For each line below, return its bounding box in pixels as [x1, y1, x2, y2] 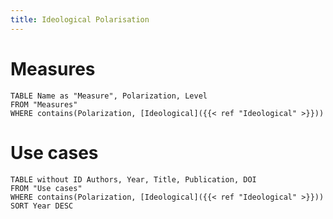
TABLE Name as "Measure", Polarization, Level [10, 91, 208, 101]
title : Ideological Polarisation [10, 14, 150, 25]
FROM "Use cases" [10, 183, 83, 193]
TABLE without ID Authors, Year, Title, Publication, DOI [10, 174, 257, 185]
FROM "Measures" [10, 99, 78, 110]
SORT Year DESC [10, 201, 74, 211]
